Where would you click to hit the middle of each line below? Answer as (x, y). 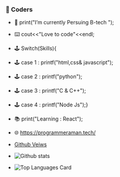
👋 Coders (19, 10)
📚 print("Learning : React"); (48, 119)
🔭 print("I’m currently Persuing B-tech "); (64, 23)
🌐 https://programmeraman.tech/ (55, 132)
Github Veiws (30, 144)
